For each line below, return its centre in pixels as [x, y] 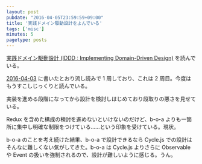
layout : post [23, 12]
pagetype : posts [27, 40]
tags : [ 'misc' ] [25, 29]
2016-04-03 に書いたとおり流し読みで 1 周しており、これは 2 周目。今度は [99, 78]
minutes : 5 [20, 34]
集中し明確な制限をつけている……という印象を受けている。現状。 [98, 127]
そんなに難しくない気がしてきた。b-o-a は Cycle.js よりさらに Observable [99, 147]
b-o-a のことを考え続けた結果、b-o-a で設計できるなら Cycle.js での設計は [99, 139]
